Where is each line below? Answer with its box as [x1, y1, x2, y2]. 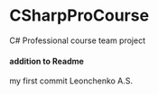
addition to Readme [9, 56, 84, 66]
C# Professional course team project [9, 35, 146, 46]
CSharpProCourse [9, 5, 150, 26]
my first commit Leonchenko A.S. [9, 75, 134, 86]
